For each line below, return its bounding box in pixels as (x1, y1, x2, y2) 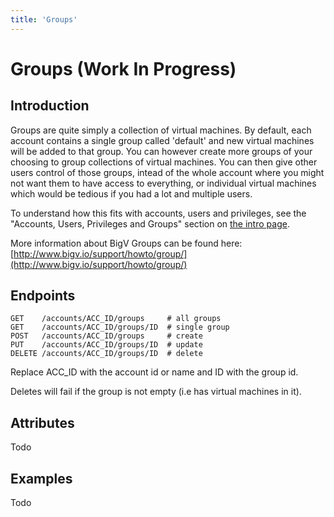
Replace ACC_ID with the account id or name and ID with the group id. (10, 366, 299, 378)
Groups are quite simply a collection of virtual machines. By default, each (10, 124, 312, 136)
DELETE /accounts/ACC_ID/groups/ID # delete (10, 349, 203, 359)
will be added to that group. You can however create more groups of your (10, 145, 313, 157)
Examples (10, 470, 73, 487)
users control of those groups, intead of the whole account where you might (10, 166, 325, 178)
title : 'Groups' (10, 14, 78, 25)
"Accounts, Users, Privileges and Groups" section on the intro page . (10, 217, 290, 230)
